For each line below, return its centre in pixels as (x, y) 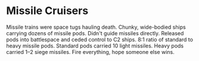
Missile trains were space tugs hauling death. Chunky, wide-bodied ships (96, 27)
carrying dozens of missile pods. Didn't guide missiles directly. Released (95, 33)
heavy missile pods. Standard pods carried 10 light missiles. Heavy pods (95, 46)
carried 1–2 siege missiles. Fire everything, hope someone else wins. (90, 52)
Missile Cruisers (47, 11)
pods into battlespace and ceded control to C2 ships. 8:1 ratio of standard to (100, 39)
